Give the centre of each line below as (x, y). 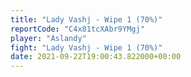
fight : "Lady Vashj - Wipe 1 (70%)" (86, 47)
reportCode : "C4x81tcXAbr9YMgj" (77, 29)
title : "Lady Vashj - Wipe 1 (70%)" (86, 19)
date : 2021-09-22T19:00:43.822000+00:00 (96, 57)
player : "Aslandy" (48, 38)
